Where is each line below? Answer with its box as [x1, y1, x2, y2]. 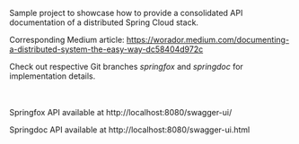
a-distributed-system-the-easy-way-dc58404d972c [9, 44, 204, 55]
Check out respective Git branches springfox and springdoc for [9, 62, 244, 72]
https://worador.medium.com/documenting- [126, 35, 290, 45]
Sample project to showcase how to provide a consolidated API [9, 8, 243, 18]
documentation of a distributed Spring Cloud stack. [9, 17, 199, 28]
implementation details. [9, 71, 96, 81]
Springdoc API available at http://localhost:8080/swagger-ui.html [9, 124, 251, 135]
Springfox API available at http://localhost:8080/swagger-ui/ [9, 107, 233, 117]
